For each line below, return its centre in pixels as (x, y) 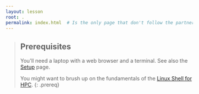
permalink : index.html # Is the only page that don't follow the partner (100, 22)
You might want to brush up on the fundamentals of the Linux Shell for (106, 79)
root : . (15, 17)
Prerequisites (45, 46)
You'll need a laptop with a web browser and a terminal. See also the (104, 61)
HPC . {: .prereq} (40, 85)
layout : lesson (24, 12)
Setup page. (35, 67)
